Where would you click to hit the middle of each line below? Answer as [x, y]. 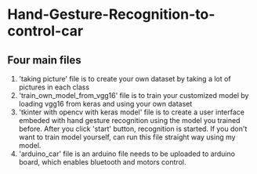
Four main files [44, 60]
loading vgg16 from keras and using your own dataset [105, 104]
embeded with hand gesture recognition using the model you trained [129, 120]
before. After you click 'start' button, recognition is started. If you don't [133, 129]
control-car [45, 31]
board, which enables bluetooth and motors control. [102, 162]
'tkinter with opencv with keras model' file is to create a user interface [131, 112]
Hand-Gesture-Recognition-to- [111, 14]
